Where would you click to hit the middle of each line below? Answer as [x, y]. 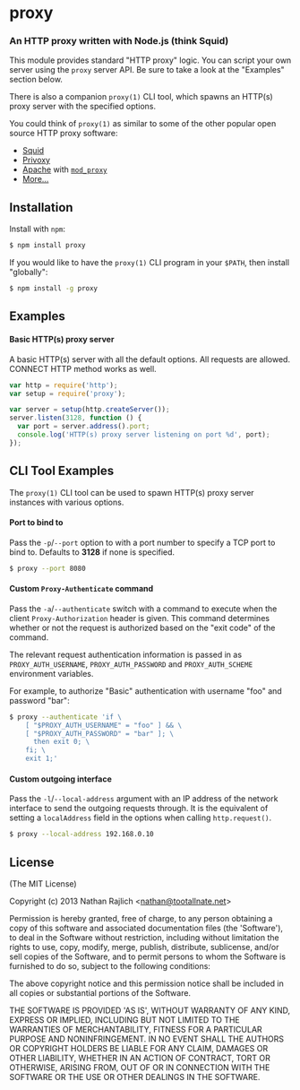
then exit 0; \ [61, 742]
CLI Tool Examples [62, 471]
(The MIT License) [43, 884]
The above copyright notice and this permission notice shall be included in [146, 983]
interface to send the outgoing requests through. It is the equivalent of [139, 809]
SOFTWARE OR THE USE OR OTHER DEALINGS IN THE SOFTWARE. [135, 1077]
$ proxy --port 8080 [48, 568]
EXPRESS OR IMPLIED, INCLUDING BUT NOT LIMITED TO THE [124, 1020]
